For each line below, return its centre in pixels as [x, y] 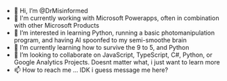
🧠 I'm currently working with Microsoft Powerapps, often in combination [117, 18]
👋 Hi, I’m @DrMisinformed [51, 11]
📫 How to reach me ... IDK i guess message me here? [91, 70]
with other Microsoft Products [56, 25]
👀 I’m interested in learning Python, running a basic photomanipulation [114, 33]
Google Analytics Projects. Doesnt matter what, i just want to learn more [117, 62]
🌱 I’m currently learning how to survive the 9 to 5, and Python [101, 47]
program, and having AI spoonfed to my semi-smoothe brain [100, 40]
